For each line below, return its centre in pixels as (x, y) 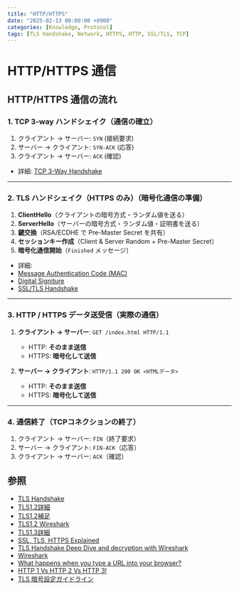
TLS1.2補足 (34, 515)
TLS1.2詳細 (34, 507)
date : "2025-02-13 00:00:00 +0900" (60, 21)
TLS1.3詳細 (34, 532)
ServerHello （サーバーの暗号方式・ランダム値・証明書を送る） (111, 224)
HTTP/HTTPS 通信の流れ (62, 99)
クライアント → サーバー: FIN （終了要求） (79, 439)
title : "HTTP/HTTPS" (38, 14)
